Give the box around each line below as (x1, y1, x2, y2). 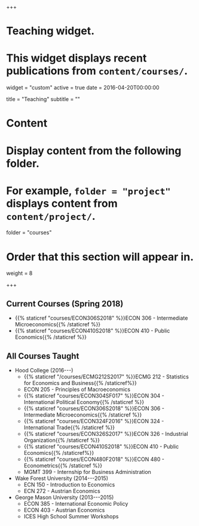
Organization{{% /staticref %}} (23, 437, 100, 444)
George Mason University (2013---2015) (14, 494, 114, 501)
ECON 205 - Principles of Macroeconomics (23, 386, 130, 393)
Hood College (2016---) (14, 367, 74, 374)
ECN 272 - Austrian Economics (23, 488, 100, 494)
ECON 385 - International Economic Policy (23, 500, 128, 507)
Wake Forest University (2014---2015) (14, 475, 109, 482)
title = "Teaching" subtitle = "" (6, 96, 81, 103)
